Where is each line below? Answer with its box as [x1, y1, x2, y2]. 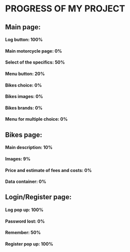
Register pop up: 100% [5, 241, 54, 247]
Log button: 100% [5, 37, 43, 43]
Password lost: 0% [5, 218, 45, 224]
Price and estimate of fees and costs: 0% [5, 167, 92, 173]
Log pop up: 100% [5, 207, 44, 213]
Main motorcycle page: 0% [5, 48, 63, 54]
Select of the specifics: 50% [5, 59, 65, 65]
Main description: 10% [5, 145, 53, 151]
